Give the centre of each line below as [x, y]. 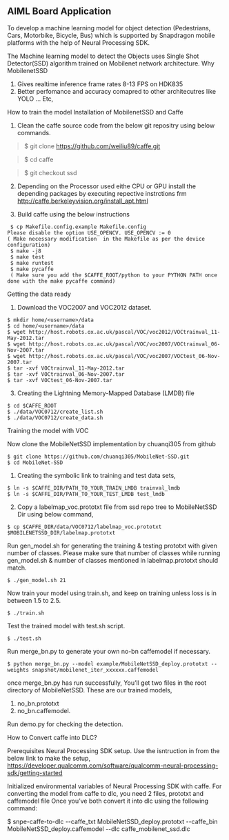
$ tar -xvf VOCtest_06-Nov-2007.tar [60, 380]
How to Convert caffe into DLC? [52, 737]
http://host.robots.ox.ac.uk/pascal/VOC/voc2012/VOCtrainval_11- [125, 332]
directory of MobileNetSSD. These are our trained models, [90, 690]
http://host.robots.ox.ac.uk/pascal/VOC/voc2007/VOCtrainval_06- [125, 344]
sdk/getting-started [35, 772]
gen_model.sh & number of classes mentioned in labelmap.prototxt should [113, 560]
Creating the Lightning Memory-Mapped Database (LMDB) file [106, 393]
